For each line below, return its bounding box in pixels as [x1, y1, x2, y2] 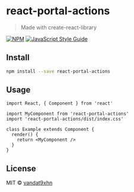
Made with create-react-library [20, 24, 97, 31]
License [6, 163, 36, 174]
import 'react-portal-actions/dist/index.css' [6, 116, 124, 122]
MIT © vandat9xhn [6, 180, 52, 187]
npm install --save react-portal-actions [6, 68, 111, 74]
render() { [11, 132, 39, 138]
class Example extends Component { [6, 127, 95, 133]
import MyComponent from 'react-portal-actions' [6, 111, 129, 117]
